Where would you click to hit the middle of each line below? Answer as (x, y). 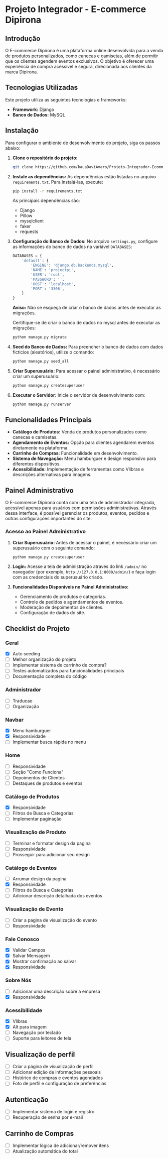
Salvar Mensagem (31, 956)
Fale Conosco (22, 939)
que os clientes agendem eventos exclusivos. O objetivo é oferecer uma (80, 61)
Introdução (23, 38)
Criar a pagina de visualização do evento (55, 920)
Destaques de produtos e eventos (47, 783)
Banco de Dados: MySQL (39, 114)
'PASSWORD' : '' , (48, 279)
